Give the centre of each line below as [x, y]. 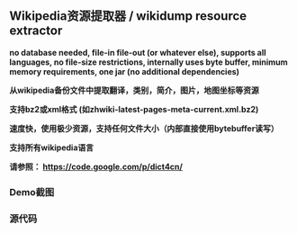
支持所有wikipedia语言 [52, 148]
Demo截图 [32, 192]
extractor [36, 31]
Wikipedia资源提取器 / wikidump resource [128, 16]
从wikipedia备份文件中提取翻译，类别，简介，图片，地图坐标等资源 [134, 90]
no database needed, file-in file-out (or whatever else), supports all [138, 52]
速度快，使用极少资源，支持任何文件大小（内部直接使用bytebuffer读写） [144, 128]
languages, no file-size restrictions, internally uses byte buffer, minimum [148, 62]
